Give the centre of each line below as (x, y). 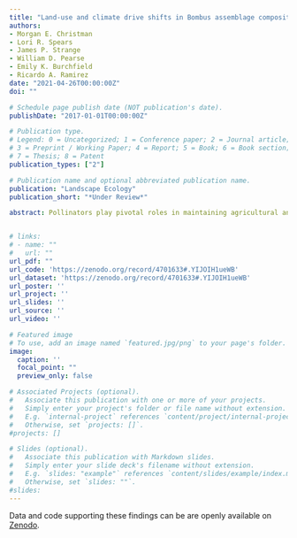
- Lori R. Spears (41, 42)
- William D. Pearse (47, 58)
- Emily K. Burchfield (51, 67)
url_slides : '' (37, 303)
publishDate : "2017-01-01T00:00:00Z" (79, 116)
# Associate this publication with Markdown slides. (112, 457)
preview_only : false (55, 376)
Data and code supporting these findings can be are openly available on (141, 515)
